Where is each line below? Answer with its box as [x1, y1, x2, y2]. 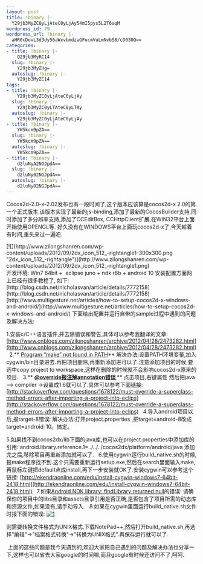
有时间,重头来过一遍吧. [6, 230, 63, 238]
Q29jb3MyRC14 [17, 54, 50, 60]
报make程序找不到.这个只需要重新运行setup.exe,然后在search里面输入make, [6, 458, 196, 465]
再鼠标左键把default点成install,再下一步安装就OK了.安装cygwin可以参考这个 [6, 466, 194, 473]
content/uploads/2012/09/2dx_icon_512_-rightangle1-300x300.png [6, 249, 173, 256]
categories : [6, 43, 36, 49]
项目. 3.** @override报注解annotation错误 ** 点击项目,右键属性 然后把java [6, 373, 195, 381]
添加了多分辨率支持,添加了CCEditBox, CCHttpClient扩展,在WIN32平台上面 [11, 215, 195, 222]
